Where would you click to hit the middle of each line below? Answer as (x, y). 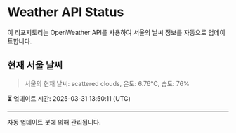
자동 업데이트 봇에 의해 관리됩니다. (54, 122)
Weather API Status (66, 12)
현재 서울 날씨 (35, 65)
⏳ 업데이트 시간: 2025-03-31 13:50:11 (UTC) (69, 98)
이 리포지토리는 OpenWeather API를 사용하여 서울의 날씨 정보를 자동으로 (107, 32)
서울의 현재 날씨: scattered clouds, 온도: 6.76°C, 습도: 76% (107, 83)
